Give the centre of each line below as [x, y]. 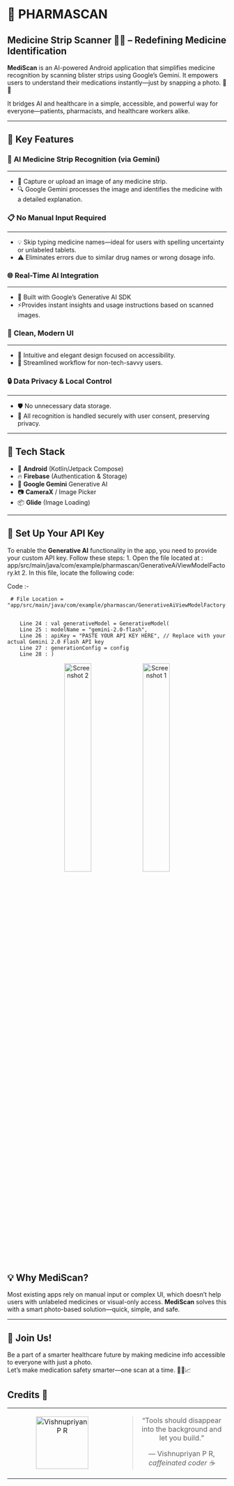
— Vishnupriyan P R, [182, 1453]
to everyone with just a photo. [50, 1362]
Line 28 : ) [37, 654]
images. [29, 315]
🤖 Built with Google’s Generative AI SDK [74, 297]
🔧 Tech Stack [36, 452]
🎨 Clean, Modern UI [41, 333]
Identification [37, 51]
